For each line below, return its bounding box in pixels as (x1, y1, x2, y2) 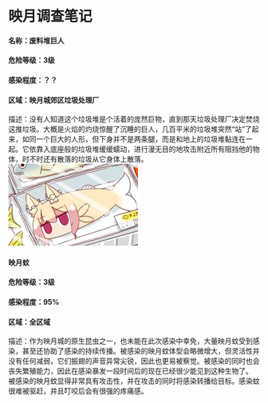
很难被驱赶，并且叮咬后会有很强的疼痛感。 (8, 386, 148, 396)
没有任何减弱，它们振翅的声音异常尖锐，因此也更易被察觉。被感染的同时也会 (8, 357, 260, 366)
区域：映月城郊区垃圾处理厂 (8, 95, 100, 105)
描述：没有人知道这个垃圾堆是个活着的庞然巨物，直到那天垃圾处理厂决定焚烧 (8, 114, 260, 124)
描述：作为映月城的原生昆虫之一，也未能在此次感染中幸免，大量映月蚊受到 (8, 337, 253, 346)
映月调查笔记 (8, 7, 93, 26)
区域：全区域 (8, 317, 50, 326)
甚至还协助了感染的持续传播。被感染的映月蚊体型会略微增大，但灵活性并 (22, 346, 260, 356)
